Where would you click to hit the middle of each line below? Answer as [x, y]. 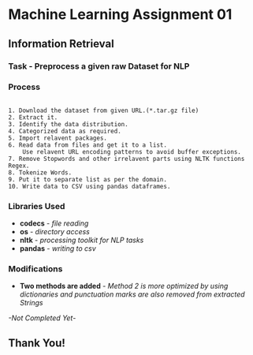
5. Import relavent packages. [58, 138]
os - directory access [55, 232]
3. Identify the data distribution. [68, 124]
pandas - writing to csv [58, 248]
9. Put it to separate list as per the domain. [88, 179]
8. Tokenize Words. [40, 172]
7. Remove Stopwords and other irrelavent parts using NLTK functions [126, 159]
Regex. [19, 166]
